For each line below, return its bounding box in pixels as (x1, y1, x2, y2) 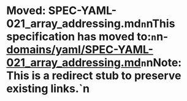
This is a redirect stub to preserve (6, 69, 181, 83)
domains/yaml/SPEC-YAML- (6, 43, 153, 57)
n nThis (140, 17, 175, 31)
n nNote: (140, 56, 182, 70)
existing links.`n (6, 82, 90, 95)
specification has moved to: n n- (6, 30, 169, 43)
